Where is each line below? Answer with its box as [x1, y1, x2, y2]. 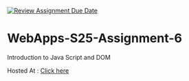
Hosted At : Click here [7, 66, 69, 75]
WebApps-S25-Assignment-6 [7, 31, 182, 46]
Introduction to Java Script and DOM [7, 53, 111, 61]
